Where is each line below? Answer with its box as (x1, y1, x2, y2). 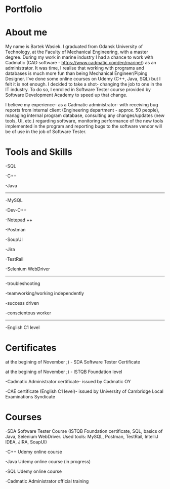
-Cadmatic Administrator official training (5, 478, 89, 484)
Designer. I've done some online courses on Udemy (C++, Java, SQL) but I (5, 76, 161, 82)
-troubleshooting (5, 280, 40, 287)
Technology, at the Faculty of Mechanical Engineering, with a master (5, 49, 148, 55)
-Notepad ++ (5, 217, 33, 223)
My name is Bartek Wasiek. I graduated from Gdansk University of (5, 44, 143, 50)
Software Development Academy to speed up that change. (5, 92, 127, 98)
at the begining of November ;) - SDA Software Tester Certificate (5, 359, 141, 365)
